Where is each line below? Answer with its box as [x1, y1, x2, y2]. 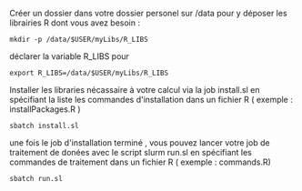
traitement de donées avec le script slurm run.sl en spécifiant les [9, 147, 252, 157]
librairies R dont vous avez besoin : [9, 17, 141, 28]
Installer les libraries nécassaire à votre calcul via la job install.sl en [9, 85, 260, 95]
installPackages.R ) [9, 104, 81, 115]
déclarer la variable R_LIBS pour [9, 51, 130, 62]
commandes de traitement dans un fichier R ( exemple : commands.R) [9, 156, 271, 167]
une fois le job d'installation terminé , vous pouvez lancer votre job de [9, 137, 270, 148]
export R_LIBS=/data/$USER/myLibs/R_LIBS [9, 68, 169, 77]
